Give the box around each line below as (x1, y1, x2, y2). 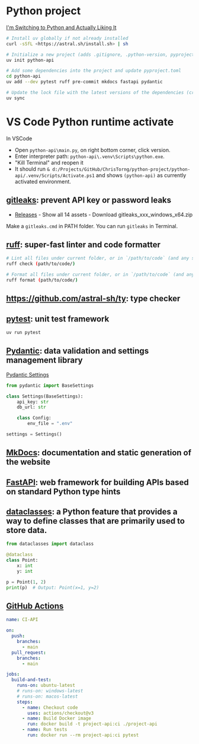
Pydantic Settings (6, 371, 49, 378)
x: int (17, 563, 33, 569)
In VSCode (6, 135, 33, 142)
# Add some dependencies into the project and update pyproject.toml (6, 68, 182, 74)
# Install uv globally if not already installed (6, 35, 129, 41)
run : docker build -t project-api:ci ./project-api (27, 721, 158, 727)
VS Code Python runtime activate (6, 115, 174, 128)
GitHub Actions (6, 601, 64, 611)
